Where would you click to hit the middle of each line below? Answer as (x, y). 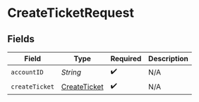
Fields (21, 39)
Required (126, 59)
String (71, 72)
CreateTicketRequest (71, 13)
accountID (27, 72)
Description (168, 59)
